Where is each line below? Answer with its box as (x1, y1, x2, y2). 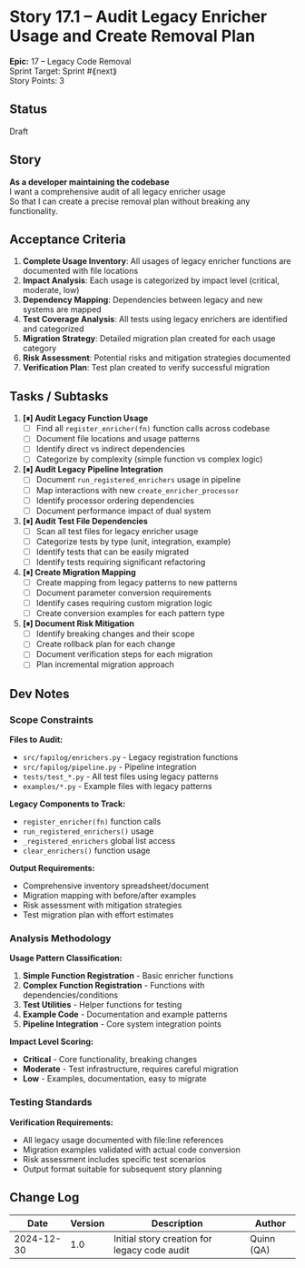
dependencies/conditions (22, 989, 119, 1000)
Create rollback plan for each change (35, 639, 175, 650)
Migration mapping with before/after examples (22, 890, 197, 901)
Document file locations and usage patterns (35, 433, 201, 444)
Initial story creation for (113, 1232, 212, 1244)
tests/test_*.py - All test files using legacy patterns (22, 771, 220, 782)
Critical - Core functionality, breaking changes (22, 1054, 198, 1065)
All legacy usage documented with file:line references (22, 1134, 224, 1145)
